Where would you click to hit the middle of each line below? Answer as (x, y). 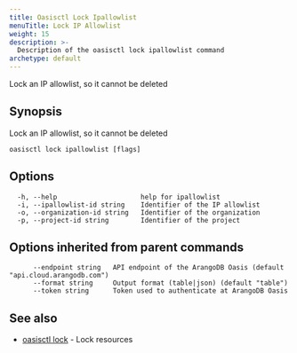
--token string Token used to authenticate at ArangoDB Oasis (161, 291)
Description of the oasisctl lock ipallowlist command (121, 51)
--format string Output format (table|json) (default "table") (161, 283)
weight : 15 (29, 34)
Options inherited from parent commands (127, 248)
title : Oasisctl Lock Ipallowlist (73, 17)
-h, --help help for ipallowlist (119, 197)
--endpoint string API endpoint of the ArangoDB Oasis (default (158, 268)
